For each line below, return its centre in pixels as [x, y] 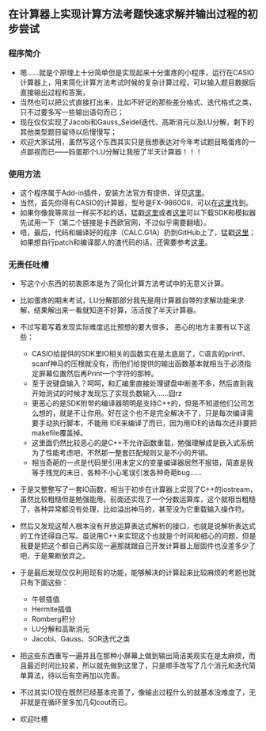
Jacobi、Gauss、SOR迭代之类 [81, 639]
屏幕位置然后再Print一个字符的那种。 [98, 374]
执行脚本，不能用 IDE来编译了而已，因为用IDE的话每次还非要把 [155, 423]
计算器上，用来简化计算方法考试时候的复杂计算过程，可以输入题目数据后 [137, 82]
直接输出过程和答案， [54, 92]
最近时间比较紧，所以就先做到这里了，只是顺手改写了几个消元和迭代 [138, 666]
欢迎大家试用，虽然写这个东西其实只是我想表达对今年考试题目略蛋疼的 [134, 142]
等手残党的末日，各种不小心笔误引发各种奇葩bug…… [117, 473]
